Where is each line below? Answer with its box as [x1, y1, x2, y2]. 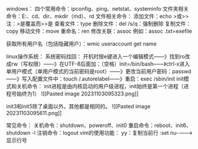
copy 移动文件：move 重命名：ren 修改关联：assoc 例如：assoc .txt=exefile [6, 27, 192, 35]
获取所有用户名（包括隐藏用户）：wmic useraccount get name [6, 41, 157, 47]
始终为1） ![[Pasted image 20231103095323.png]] [16, 90, 139, 97]
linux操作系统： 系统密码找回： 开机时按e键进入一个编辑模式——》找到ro [6, 53, 186, 60]
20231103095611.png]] [6, 110, 62, 116]
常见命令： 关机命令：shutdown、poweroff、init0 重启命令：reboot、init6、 [6, 122, 191, 129]
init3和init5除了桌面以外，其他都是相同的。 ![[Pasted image [6, 103, 150, 110]
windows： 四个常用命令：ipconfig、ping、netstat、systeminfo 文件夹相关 [6, 5, 189, 12]
